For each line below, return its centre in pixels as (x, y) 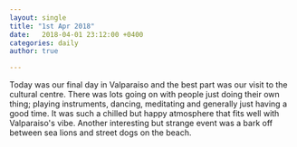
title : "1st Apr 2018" (52, 26)
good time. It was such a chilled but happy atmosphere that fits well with (144, 114)
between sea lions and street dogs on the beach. (101, 133)
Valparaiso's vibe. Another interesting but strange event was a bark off (141, 124)
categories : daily (44, 43)
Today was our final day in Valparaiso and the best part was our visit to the (148, 85)
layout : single (38, 18)
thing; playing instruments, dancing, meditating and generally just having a (148, 104)
